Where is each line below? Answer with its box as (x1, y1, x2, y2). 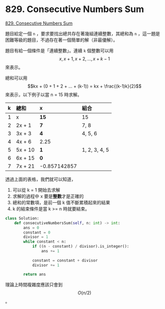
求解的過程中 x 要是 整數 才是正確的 (12, 193, 84, 199)
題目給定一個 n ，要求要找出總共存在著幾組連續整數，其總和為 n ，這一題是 (5, 30, 160, 36)
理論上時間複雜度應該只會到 (5, 282, 63, 288)
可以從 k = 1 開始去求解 (12, 187, 60, 193)
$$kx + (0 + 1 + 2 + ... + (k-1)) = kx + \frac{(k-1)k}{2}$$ (27, 83, 142, 89)
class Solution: (5, 215, 39, 221)
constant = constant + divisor (32, 258, 98, 263)
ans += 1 (41, 249, 59, 254)
